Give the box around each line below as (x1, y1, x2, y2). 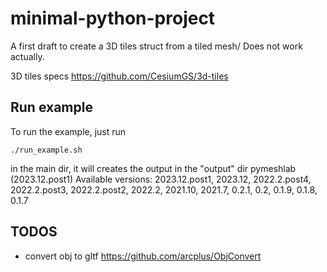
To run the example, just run (10, 125, 127, 137)
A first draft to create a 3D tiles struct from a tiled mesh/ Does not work (10, 40, 303, 52)
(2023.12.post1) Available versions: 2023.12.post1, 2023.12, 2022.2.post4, (10, 173, 312, 185)
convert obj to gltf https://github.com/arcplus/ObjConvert (24, 250, 262, 262)
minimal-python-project (10, 7, 216, 30)
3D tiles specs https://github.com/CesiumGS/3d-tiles (10, 70, 229, 82)
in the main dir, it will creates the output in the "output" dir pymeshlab (10, 162, 297, 174)
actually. (10, 50, 45, 62)
